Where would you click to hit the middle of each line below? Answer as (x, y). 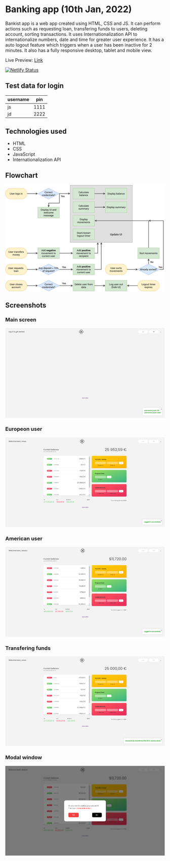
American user (24, 539)
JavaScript (24, 154)
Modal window (24, 758)
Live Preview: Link (24, 60)
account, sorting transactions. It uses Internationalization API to (71, 34)
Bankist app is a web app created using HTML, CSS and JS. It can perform (83, 23)
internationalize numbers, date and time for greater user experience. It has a (85, 40)
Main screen (21, 319)
